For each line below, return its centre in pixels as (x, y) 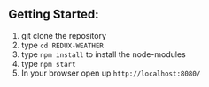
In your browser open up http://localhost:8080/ (111, 73)
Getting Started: (54, 14)
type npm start (48, 63)
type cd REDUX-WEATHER (62, 45)
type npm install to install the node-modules (104, 54)
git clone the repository (64, 35)
